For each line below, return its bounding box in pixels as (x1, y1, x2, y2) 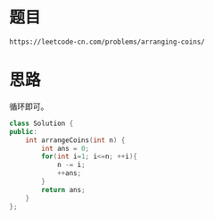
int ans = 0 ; (41, 144, 90, 153)
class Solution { (9, 119, 74, 128)
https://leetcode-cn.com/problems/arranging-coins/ (9, 37, 205, 46)
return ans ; (41, 185, 86, 194)
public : (9, 127, 38, 136)
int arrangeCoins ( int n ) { (25, 135, 126, 145)
